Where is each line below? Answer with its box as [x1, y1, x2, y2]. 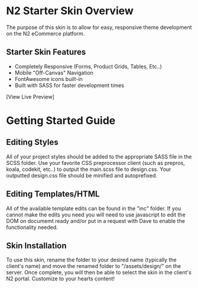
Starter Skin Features [6, 47, 86, 57]
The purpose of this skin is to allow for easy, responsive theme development [6, 24, 192, 31]
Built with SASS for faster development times [14, 82, 124, 89]
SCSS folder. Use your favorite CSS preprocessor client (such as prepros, [6, 159, 185, 166]
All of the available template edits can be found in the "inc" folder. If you [6, 205, 181, 212]
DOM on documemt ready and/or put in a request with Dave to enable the [6, 217, 185, 224]
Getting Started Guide [6, 114, 116, 127]
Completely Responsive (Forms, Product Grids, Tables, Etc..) [14, 63, 163, 70]
